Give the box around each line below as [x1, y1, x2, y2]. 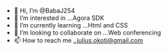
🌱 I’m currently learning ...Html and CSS [13, 21, 128, 29]
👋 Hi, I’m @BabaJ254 [13, 7, 75, 14]
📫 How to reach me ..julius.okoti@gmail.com [13, 37, 144, 44]
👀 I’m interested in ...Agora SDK [13, 14, 105, 22]
